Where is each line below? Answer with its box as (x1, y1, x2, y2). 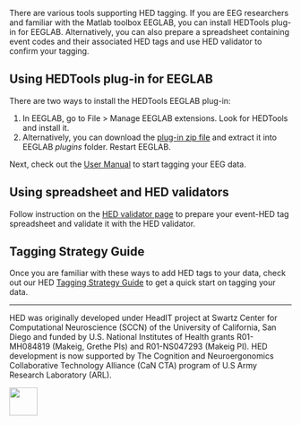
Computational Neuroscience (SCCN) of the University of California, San (9, 322, 277, 333)
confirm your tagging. (9, 46, 90, 56)
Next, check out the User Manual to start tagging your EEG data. (9, 159, 246, 169)
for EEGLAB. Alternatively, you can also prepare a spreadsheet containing (17, 27, 289, 37)
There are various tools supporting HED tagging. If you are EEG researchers (9, 8, 289, 18)
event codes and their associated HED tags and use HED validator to (9, 36, 262, 47)
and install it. (21, 122, 70, 133)
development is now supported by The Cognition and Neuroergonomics (9, 351, 275, 361)
